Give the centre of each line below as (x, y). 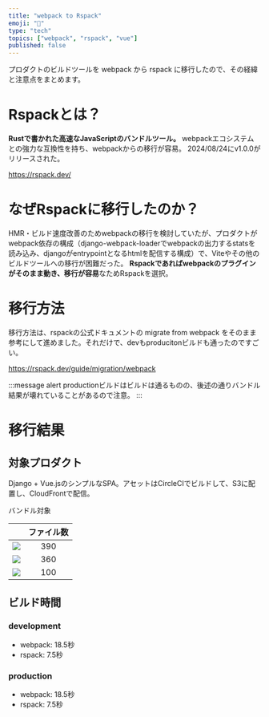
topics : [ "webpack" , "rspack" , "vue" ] (73, 38)
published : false (37, 46)
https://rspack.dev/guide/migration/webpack (82, 368)
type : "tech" (30, 30)
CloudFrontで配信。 (62, 493)
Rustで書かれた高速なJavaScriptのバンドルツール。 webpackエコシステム (131, 139)
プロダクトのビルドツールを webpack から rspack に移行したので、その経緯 (133, 70)
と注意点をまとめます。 (47, 79)
